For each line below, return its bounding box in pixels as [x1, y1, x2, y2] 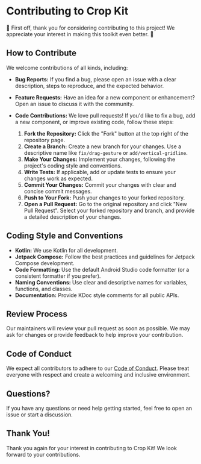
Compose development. [14, 259, 75, 266]
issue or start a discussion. [6, 411, 73, 418]
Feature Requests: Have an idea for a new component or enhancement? [14, 93, 196, 101]
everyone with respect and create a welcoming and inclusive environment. [6, 371, 191, 378]
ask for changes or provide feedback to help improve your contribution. [6, 331, 184, 339]
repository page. [23, 136, 66, 143]
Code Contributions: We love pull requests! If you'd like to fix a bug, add [14, 111, 196, 119]
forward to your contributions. [6, 451, 81, 458]
